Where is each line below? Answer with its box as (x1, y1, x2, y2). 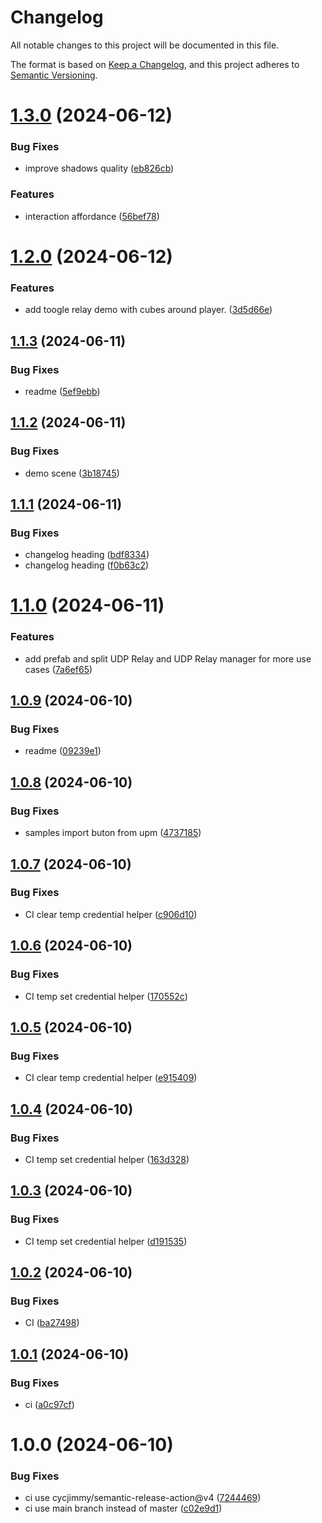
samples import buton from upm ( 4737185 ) (24, 827, 202, 839)
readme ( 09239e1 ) (24, 745, 102, 757)
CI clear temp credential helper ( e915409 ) (24, 1072, 198, 1084)
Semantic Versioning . (10, 69, 98, 81)
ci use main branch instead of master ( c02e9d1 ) (24, 1502, 223, 1515)
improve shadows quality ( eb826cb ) (24, 162, 175, 175)
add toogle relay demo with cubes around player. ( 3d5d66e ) (24, 304, 273, 316)
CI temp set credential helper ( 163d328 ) (24, 1153, 190, 1165)
